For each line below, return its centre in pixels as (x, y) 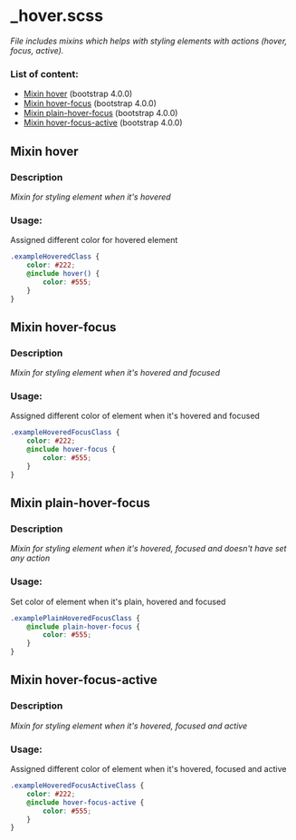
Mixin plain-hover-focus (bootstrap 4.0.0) (100, 113)
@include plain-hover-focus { (84, 627)
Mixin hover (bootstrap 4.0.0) (78, 94)
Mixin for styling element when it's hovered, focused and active (129, 726)
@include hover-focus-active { (86, 802)
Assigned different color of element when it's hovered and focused (135, 416)
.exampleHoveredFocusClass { (65, 433)
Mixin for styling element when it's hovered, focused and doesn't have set (148, 549)
